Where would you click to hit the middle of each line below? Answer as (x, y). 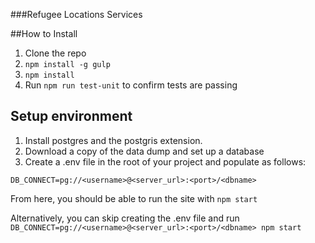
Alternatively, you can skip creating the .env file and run (125, 218)
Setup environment (71, 116)
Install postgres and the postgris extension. (113, 140)
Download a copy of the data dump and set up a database (144, 151)
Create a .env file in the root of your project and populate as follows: (165, 161)
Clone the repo (55, 53)
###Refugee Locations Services (76, 14)
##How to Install (44, 33)
